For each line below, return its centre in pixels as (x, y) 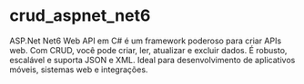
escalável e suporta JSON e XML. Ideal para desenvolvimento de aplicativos (152, 60)
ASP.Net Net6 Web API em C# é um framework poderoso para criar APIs (146, 41)
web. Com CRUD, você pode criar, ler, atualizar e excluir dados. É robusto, (148, 50)
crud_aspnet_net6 (80, 16)
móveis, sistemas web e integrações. (79, 70)
